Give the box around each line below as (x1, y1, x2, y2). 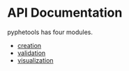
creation (17, 41, 42, 49)
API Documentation (7, 5, 123, 21)
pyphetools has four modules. (7, 28, 93, 36)
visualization (17, 56, 54, 64)
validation (17, 49, 46, 57)
